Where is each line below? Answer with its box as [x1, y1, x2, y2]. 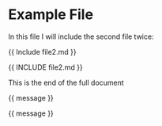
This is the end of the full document [8, 78, 124, 87]
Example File [8, 6, 93, 24]
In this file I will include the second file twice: [8, 32, 154, 41]
